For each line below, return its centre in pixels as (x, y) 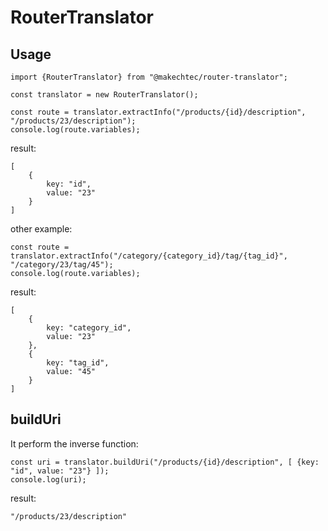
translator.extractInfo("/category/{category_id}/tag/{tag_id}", (149, 256)
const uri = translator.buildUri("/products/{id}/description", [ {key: (165, 462)
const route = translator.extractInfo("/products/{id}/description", (158, 112)
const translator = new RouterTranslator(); (104, 95)
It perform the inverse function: (74, 443)
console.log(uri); (48, 479)
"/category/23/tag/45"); (62, 265)
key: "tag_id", (78, 363)
